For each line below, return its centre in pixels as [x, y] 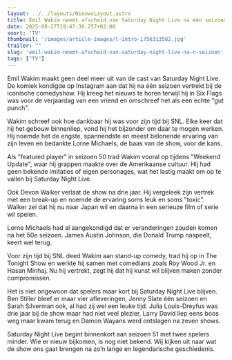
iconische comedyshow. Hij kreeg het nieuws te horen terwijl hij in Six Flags [115, 93]
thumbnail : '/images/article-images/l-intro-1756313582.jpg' [97, 39]
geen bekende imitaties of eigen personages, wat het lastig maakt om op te [114, 171]
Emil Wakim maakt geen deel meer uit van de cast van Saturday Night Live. [114, 78]
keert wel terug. [30, 242]
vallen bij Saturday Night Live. [49, 179]
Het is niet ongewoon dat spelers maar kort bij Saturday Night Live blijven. [112, 291]
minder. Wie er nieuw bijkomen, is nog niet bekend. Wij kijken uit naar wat [112, 341]
